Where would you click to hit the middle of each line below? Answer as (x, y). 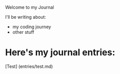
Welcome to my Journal (29, 7)
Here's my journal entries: (60, 53)
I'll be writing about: (26, 17)
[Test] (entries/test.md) (29, 66)
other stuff (23, 32)
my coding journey (32, 27)
